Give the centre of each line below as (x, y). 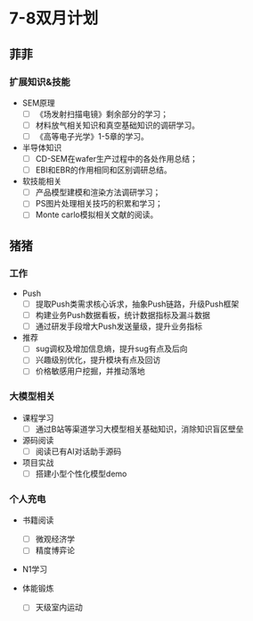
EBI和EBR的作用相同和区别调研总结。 (103, 170)
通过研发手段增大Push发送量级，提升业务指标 (119, 326)
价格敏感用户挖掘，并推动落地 (90, 371)
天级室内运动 (59, 608)
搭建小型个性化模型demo (81, 474)
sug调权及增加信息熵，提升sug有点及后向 (112, 348)
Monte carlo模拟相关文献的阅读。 (97, 214)
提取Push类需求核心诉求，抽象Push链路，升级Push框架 (137, 304)
